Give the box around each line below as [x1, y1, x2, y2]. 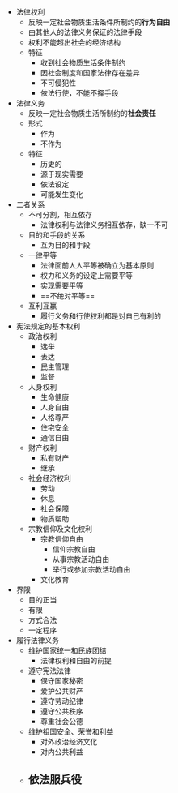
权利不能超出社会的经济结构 [28, 37, 121, 47]
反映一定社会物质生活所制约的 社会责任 [28, 109, 156, 118]
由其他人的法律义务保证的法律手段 [28, 28, 142, 36]
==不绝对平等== [40, 291, 95, 300]
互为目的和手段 [40, 240, 91, 250]
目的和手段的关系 [28, 230, 86, 239]
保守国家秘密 [40, 676, 83, 685]
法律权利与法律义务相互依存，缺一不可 [40, 220, 168, 229]
